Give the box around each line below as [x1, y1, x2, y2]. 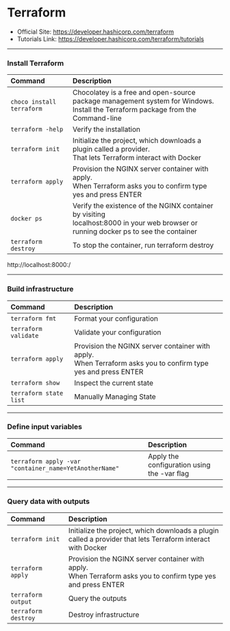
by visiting [72, 209, 106, 219]
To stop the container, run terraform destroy [72, 240, 214, 250]
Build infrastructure [7, 284, 74, 294]
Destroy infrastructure [68, 610, 140, 619]
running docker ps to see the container [72, 227, 197, 236]
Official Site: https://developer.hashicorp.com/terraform [16, 27, 175, 36]
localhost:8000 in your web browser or [72, 218, 198, 228]
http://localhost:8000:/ [7, 261, 71, 269]
